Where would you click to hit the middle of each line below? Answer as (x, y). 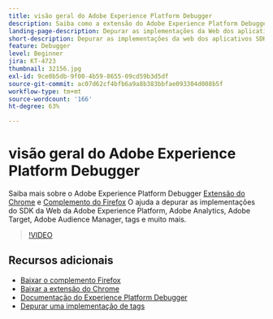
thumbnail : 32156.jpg (45, 69)
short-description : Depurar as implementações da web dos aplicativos (130, 39)
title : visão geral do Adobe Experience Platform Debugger (110, 16)
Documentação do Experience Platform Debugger (104, 297)
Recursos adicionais (61, 261)
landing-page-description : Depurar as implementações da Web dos (121, 31)
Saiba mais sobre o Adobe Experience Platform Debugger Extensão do (127, 194)
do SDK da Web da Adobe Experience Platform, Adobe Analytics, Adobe (129, 211)
